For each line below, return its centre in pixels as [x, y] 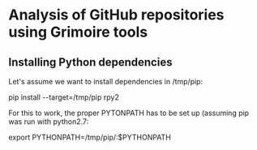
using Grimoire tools [78, 32]
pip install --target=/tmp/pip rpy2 [64, 97]
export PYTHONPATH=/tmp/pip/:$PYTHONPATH [90, 137]
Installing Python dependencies [90, 62]
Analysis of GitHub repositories [116, 15]
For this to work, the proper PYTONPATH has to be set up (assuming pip [129, 113]
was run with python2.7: [49, 122]
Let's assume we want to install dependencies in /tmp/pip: [106, 81]
